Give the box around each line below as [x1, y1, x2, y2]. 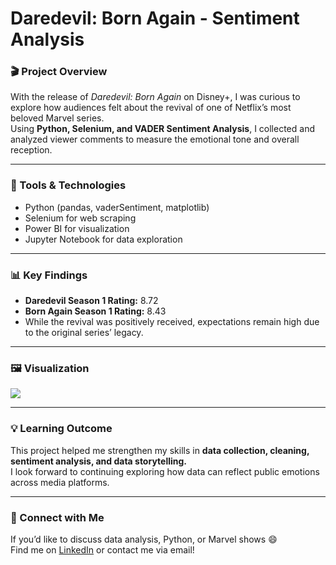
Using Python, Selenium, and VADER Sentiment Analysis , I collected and [10, 123, 315, 135]
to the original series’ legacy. [24, 327, 144, 339]
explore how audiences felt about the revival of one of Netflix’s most [10, 102, 292, 114]
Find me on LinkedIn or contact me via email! [10, 543, 195, 556]
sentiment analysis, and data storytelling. [10, 455, 187, 467]
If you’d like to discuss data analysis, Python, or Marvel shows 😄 [10, 533, 278, 545]
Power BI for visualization [24, 222, 130, 234]
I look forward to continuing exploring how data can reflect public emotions [10, 465, 320, 477]
